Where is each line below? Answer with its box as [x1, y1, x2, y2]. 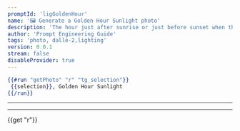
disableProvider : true [7, 57, 75, 64]
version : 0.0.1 [7, 43, 53, 51]
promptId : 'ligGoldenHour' [7, 10, 88, 18]
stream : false [7, 51, 50, 58]
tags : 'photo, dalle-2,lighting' [7, 37, 107, 44]
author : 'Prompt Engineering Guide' [7, 30, 116, 38]
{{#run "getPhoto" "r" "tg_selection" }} [7, 76, 130, 83]
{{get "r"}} [7, 115, 38, 125]
